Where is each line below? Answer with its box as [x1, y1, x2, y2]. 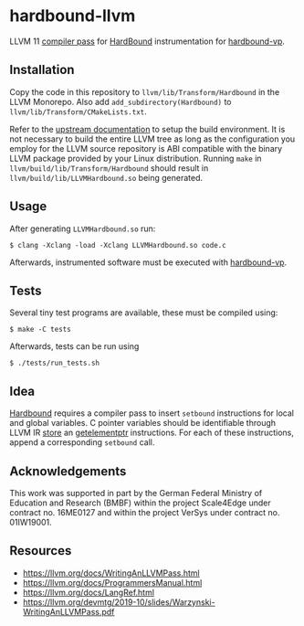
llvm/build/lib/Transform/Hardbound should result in [9, 162, 209, 174]
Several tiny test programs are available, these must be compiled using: [9, 307, 278, 318]
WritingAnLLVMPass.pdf [22, 606, 115, 617]
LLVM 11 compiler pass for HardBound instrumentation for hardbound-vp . [9, 36, 286, 47]
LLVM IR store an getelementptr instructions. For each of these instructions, [9, 427, 294, 439]
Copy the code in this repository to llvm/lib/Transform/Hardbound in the [9, 86, 280, 97]
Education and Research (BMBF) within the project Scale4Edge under [9, 497, 271, 508]
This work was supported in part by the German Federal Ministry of [9, 488, 263, 498]
